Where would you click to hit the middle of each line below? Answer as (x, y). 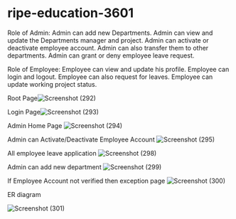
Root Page (22, 98)
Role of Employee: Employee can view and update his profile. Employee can (118, 69)
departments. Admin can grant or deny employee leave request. (101, 55)
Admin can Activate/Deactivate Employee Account (81, 139)
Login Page (24, 112)
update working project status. (52, 84)
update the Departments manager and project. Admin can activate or (108, 40)
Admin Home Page (35, 125)
